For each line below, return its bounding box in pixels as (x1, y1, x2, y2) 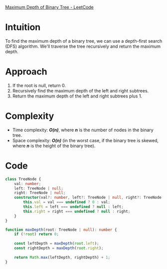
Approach (5, 66, 47, 78)
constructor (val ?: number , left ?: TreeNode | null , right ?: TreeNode (14, 195, 162, 200)
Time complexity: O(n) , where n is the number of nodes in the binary (12, 127, 154, 133)
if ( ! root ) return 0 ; (14, 232, 59, 237)
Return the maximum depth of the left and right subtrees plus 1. (12, 93, 143, 99)
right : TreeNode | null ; (14, 190, 66, 195)
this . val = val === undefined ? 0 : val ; (23, 200, 111, 205)
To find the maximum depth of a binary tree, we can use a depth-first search (5, 38, 163, 44)
